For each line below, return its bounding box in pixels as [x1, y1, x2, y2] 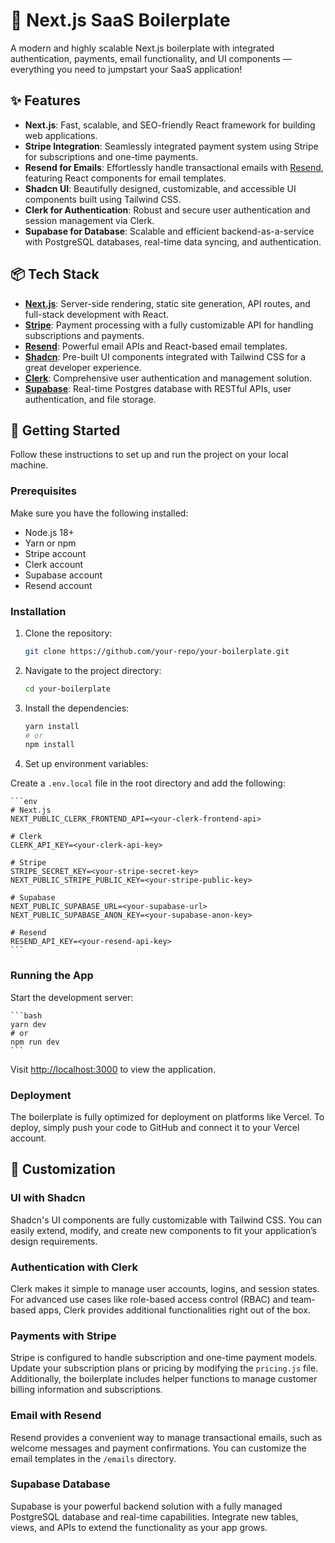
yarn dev [10, 1019, 47, 1029]
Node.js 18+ [24, 526, 75, 538]
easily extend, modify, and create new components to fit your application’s [10, 1224, 317, 1236]
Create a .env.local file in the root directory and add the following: [10, 777, 286, 789]
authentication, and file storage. [24, 393, 157, 405]
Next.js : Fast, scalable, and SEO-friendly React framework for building [24, 119, 316, 131]
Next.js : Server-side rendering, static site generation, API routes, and [24, 297, 311, 309]
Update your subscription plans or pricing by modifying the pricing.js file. [10, 1362, 319, 1374]
